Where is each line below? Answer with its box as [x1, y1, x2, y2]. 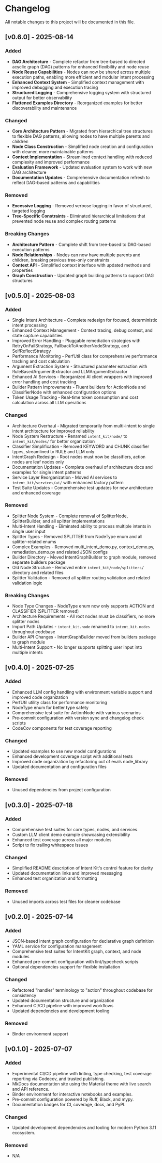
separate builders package [12, 559, 66, 565]
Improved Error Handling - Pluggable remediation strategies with [12, 338, 141, 344]
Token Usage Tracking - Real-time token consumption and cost [12, 394, 139, 400]
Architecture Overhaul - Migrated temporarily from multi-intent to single [12, 423, 155, 428]
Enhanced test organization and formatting [12, 875, 98, 881]
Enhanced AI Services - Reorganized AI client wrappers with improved [12, 374, 152, 380]
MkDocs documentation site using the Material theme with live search [12, 1081, 151, 1087]
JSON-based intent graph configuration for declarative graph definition [12, 938, 154, 944]
